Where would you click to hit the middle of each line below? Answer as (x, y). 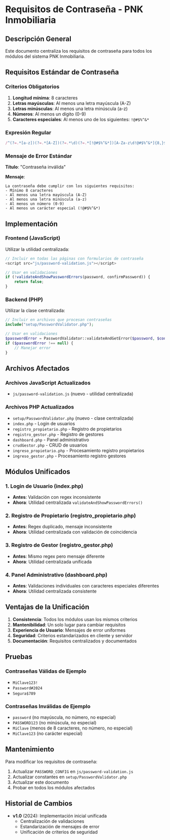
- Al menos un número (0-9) (35, 204)
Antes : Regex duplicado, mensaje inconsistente (62, 527)
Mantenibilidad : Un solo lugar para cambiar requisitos (69, 625)
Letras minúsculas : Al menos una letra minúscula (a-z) (70, 108)
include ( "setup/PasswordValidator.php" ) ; (50, 325)
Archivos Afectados (37, 368)
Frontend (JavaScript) (33, 238)
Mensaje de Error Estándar (39, 156)
